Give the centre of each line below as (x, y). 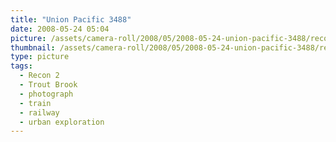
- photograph (46, 94)
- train (35, 103)
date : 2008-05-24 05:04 (60, 29)
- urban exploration (62, 122)
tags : (21, 66)
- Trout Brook (48, 85)
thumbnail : (33, 47)
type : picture (40, 57)
